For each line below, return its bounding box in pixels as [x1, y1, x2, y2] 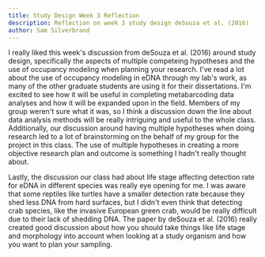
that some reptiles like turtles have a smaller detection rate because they [8, 189, 245, 198]
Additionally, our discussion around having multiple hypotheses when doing [8, 123, 255, 133]
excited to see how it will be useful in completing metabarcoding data [8, 90, 235, 100]
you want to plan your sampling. [8, 240, 113, 249]
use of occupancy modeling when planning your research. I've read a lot [8, 65, 244, 74]
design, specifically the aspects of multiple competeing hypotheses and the [8, 56, 256, 66]
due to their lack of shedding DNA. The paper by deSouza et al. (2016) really [8, 214, 257, 224]
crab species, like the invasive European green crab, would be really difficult [8, 206, 257, 216]
